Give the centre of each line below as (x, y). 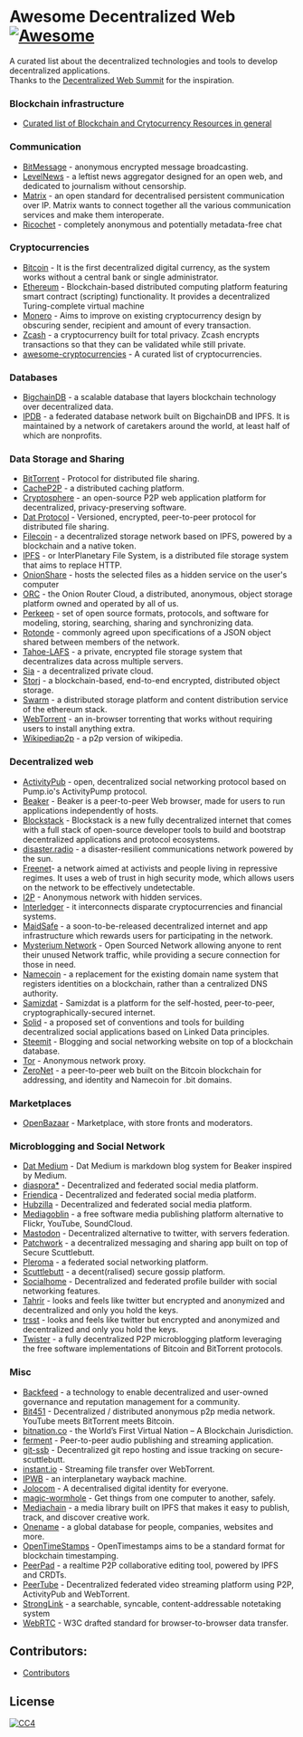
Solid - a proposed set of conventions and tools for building (133, 1022)
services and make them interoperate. (93, 215)
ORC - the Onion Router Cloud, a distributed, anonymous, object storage (157, 594)
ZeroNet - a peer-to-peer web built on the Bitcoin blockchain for (142, 1070)
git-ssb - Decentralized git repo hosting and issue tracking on (137, 1449)
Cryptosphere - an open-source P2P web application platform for (144, 498)
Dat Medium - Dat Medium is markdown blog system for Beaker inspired (157, 1166)
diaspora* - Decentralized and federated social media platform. (140, 1185)
